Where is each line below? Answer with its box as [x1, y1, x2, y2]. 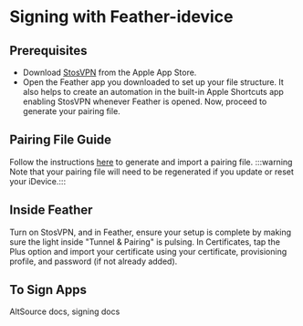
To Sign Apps [9, 282, 87, 298]
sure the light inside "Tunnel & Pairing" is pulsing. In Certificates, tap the [9, 236, 281, 247]
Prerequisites [9, 43, 88, 58]
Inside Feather [9, 203, 93, 218]
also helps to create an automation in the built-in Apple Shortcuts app [22, 87, 285, 97]
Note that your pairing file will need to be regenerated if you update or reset [9, 166, 295, 177]
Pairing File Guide [9, 132, 112, 148]
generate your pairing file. [22, 106, 120, 116]
